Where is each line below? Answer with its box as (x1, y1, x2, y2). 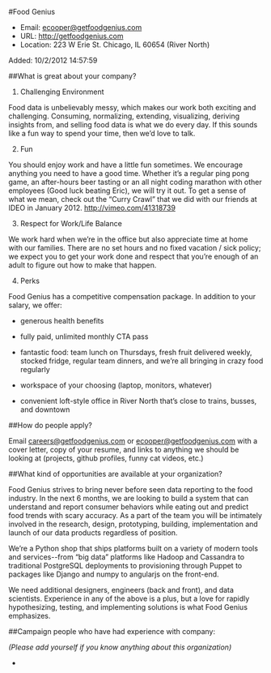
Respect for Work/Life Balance (19, 219, 123, 228)
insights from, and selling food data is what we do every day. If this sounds (8, 120, 258, 129)
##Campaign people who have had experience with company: (8, 627, 216, 636)
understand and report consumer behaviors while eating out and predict (8, 502, 249, 512)
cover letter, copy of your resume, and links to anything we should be (8, 445, 239, 454)
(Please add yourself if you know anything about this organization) (8, 642, 232, 652)
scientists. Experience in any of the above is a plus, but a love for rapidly (8, 594, 250, 603)
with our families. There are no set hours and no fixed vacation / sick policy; (8, 243, 261, 252)
